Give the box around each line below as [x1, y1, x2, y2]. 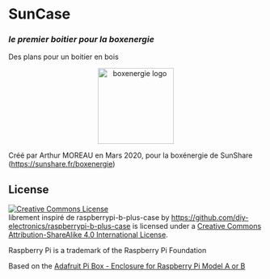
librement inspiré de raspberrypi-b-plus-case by [8, 213, 170, 222]
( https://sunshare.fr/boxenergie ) [8, 159, 116, 169]
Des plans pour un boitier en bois [8, 52, 119, 61]
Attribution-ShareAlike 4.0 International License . [8, 230, 168, 239]
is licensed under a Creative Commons [132, 222, 262, 231]
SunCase [8, 5, 71, 23]
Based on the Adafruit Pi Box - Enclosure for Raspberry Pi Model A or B [8, 261, 246, 271]
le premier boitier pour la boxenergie [8, 34, 155, 45]
